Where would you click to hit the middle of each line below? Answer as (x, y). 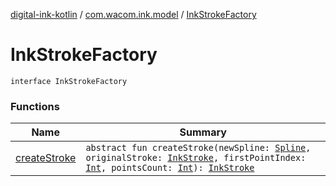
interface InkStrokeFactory (69, 81)
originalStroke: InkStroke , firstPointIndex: (196, 158)
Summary (203, 132)
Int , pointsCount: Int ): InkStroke (170, 168)
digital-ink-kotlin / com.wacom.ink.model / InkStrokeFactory (133, 14)
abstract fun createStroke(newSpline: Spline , (198, 148)
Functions (35, 106)
